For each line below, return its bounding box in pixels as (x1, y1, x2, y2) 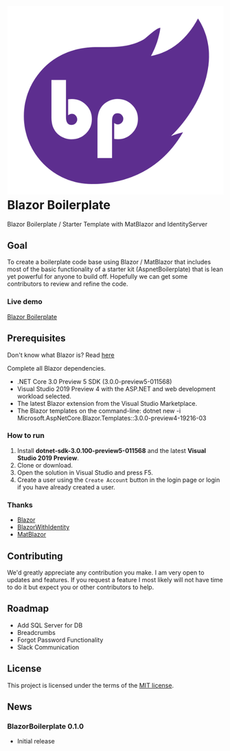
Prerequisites (7, 332, 66, 345)
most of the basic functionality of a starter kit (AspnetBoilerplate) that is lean (7, 265, 223, 273)
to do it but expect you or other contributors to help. (7, 583, 154, 591)
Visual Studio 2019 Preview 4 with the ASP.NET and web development (16, 384, 216, 393)
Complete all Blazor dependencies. (7, 364, 106, 372)
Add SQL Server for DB (16, 621, 83, 629)
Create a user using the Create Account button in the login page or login (16, 476, 220, 484)
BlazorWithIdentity (16, 523, 70, 531)
